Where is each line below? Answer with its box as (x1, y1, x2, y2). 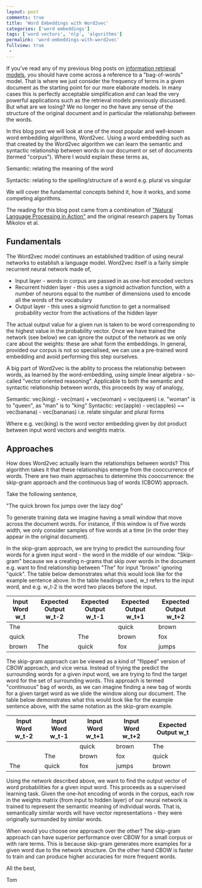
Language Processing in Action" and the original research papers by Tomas (6, 212, 194, 220)
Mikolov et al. (6, 219, 40, 226)
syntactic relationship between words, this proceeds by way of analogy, (6, 383, 185, 391)
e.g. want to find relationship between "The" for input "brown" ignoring (6, 564, 182, 572)
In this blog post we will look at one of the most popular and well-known (6, 127, 185, 134)
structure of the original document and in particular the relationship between (6, 109, 196, 116)
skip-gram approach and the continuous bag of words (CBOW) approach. (6, 479, 189, 486)
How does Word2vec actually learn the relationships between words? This (6, 459, 191, 467)
